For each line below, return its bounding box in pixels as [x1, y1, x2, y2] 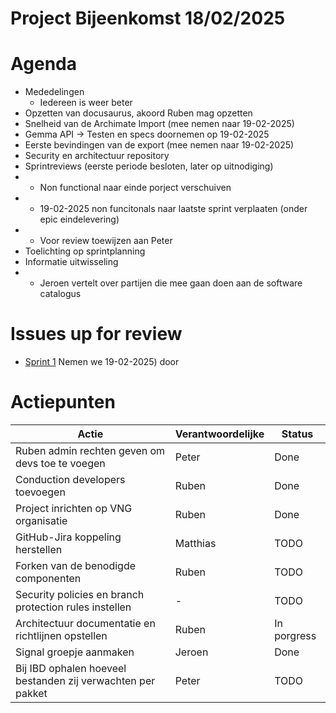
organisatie [15, 514, 68, 527]
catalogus [39, 288, 82, 300]
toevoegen [15, 485, 66, 499]
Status [281, 427, 314, 441]
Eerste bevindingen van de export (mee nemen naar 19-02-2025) [24, 139, 295, 151]
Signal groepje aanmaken [15, 645, 135, 659]
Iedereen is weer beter [39, 97, 133, 109]
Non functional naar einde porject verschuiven [39, 182, 232, 194]
